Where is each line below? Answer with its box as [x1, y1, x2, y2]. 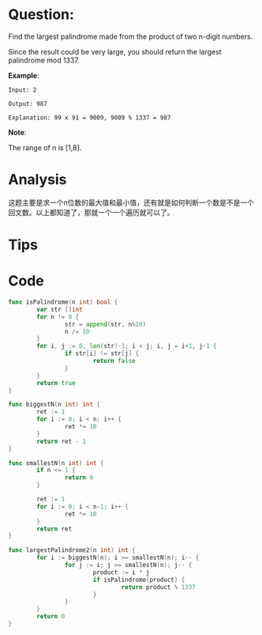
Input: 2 [8, 85, 37, 94]
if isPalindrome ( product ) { [92, 576, 185, 584]
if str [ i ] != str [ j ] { [64, 350, 140, 357]
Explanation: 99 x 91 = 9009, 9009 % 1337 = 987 [8, 113, 171, 122]
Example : [8, 70, 39, 80]
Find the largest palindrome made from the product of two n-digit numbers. [8, 32, 253, 41]
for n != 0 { [36, 312, 80, 321]
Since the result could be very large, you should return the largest [8, 47, 223, 56]
